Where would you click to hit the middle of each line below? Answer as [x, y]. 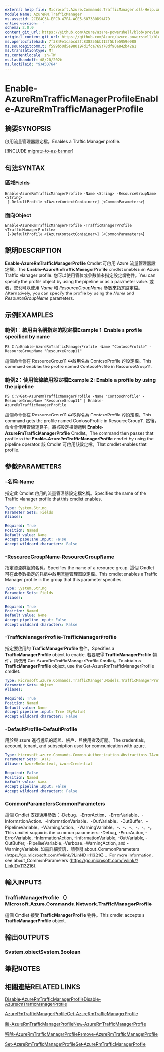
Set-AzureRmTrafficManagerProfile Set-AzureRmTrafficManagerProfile [76, 1044]
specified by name [28, 337]
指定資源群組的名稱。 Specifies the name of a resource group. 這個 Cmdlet [80, 568]
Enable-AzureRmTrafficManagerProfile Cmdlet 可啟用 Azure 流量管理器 [78, 263]
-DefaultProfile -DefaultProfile [41, 729]
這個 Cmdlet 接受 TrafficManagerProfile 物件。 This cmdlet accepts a [75, 915]
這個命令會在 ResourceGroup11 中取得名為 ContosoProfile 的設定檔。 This [78, 415]
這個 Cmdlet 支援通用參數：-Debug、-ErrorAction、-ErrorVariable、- [74, 815]
